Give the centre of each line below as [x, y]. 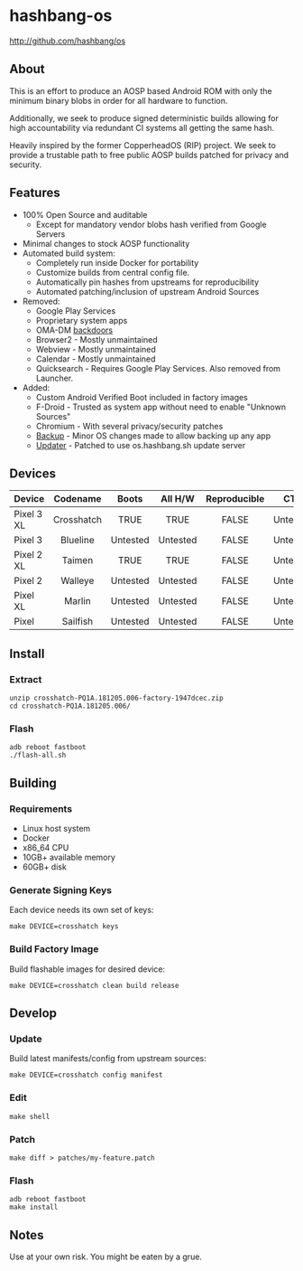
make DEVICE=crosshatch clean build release [94, 985]
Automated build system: [69, 253]
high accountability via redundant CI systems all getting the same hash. [142, 127]
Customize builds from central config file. [113, 272]
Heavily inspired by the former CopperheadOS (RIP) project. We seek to [143, 145]
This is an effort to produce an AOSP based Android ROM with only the [141, 90]
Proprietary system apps [82, 320]
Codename [78, 499]
